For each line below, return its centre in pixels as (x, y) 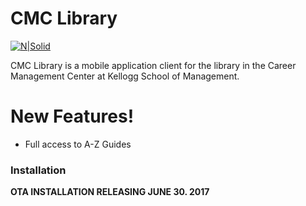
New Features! (72, 116)
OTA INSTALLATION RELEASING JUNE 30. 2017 (110, 192)
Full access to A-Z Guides (78, 144)
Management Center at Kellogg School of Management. (125, 76)
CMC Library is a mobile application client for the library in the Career (153, 65)
